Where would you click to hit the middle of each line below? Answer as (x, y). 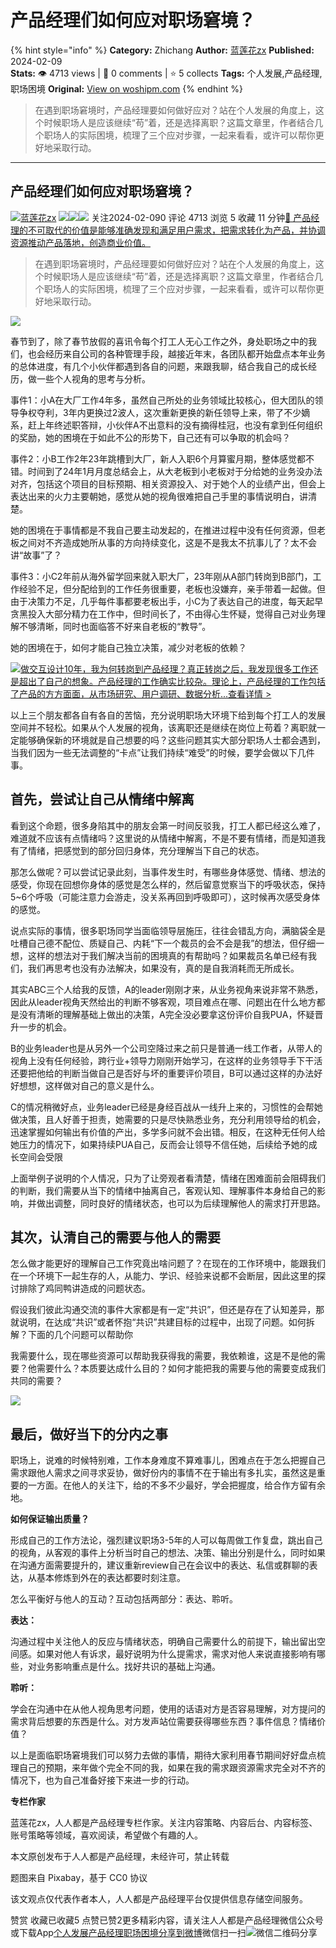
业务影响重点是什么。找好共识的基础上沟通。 (128, 1667)
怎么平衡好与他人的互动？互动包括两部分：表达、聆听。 (124, 1599)
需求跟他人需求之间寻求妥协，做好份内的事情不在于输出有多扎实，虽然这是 (163, 1473)
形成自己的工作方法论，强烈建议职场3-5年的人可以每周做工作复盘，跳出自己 (166, 1540)
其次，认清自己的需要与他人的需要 (115, 1237)
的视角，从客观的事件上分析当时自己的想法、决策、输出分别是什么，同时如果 (168, 1553)
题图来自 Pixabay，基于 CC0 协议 (79, 1878)
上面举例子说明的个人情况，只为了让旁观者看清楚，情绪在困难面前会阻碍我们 (168, 1178)
